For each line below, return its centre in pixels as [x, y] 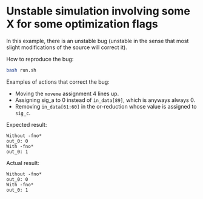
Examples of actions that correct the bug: [58, 82]
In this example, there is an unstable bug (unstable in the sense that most [98, 41]
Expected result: [27, 124]
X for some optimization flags [82, 24]
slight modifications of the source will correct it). [67, 47]
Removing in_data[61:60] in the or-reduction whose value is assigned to [106, 106]
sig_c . [23, 113]
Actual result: [23, 163]
